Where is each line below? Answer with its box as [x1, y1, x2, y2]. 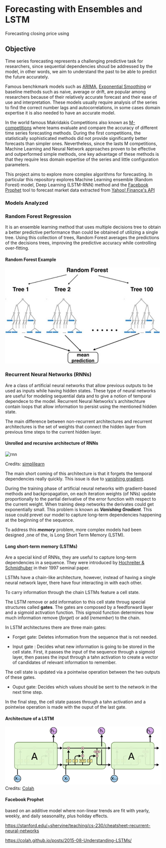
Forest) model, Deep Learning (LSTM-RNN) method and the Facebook [5, 182, 149, 188]
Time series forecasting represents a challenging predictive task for [5, 58, 143, 64]
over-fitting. [5, 245, 30, 251]
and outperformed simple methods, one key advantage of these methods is [5, 151, 160, 157]
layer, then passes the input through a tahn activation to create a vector [12, 654, 159, 660]
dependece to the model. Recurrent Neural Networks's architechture [5, 398, 145, 404]
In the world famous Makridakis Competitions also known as [5, 119, 128, 125]
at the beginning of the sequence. [5, 517, 74, 523]
